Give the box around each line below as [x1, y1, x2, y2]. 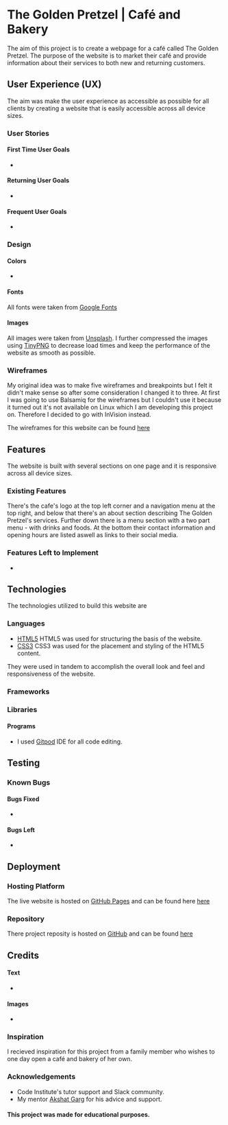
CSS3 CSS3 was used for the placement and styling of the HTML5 [16, 641, 205, 650]
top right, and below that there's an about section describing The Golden [7, 509, 212, 517]
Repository [7, 914, 45, 923]
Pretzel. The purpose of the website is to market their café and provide [7, 51, 207, 60]
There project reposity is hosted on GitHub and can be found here [7, 929, 193, 938]
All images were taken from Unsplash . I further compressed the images [7, 333, 208, 342]
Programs [7, 722, 36, 731]
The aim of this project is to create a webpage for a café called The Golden [7, 44, 219, 52]
